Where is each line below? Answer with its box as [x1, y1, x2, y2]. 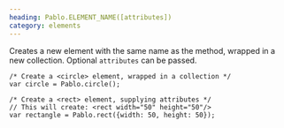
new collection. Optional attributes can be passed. [9, 55, 197, 65]
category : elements [9, 21, 81, 30]
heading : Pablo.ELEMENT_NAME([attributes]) [9, 12, 173, 22]
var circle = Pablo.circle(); [9, 79, 121, 88]
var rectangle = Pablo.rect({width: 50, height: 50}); [9, 110, 216, 119]
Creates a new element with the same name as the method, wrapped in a [9, 45, 276, 56]
